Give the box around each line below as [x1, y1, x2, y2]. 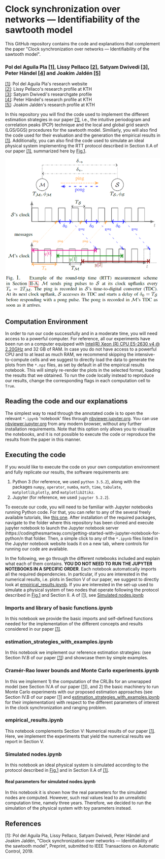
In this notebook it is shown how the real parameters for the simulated [5, 789, 147, 795]
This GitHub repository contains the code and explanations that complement [5, 40, 160, 46]
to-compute [5, 357, 30, 363]
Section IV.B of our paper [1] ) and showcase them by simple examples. [5, 655, 149, 661]
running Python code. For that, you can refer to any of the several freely [5, 509, 151, 515]
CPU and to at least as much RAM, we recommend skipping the [5, 352, 134, 358]
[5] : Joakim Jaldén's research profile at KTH [5, 102, 95, 108]
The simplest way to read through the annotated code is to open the [5, 410, 143, 416]
